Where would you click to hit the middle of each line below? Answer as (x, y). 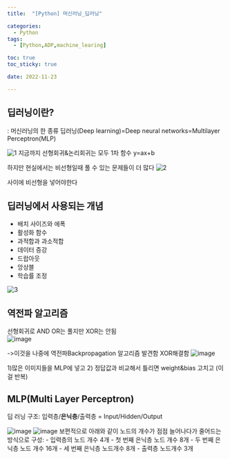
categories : (24, 26)
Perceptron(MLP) (32, 138)
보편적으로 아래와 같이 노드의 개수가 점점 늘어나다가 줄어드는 (140, 431)
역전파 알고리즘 (38, 313)
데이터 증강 (32, 250)
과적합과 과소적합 (40, 241)
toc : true (21, 58)
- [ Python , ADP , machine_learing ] (60, 46)
